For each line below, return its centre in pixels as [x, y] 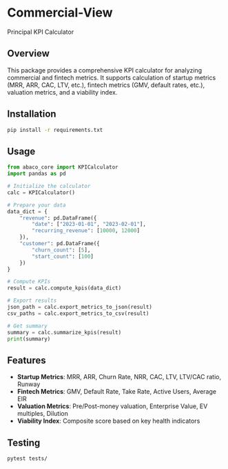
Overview [29, 54]
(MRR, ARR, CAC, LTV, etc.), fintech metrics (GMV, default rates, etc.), [106, 85]
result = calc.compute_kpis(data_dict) [64, 288]
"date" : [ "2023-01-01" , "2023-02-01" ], [89, 224]
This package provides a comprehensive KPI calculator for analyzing [104, 70]
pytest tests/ [28, 459]
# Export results [32, 301]
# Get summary [28, 326]
